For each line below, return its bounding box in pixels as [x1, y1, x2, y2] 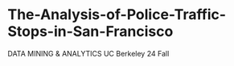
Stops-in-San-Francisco [7, 22, 174, 41]
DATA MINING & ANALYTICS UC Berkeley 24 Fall [7, 49, 170, 58]
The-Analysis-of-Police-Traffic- [7, 6, 227, 24]
